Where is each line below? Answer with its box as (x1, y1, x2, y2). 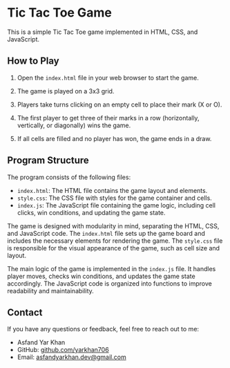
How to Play (7, 55, 60, 67)
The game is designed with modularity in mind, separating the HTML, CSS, (7, 221, 220, 230)
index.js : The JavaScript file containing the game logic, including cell (17, 201, 216, 209)
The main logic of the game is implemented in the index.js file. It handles (7, 264, 216, 273)
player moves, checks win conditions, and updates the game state (7, 272, 195, 280)
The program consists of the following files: (7, 173, 131, 181)
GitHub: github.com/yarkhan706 (17, 346, 109, 354)
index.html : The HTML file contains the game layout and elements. (17, 186, 208, 194)
